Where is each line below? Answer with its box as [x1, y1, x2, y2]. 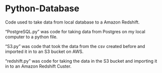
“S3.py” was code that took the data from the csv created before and [5, 43, 145, 49]
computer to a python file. [5, 34, 58, 40]
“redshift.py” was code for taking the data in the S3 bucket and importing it [5, 58, 158, 64]
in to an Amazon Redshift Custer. [5, 63, 72, 69]
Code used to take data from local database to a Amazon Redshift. [5, 19, 140, 25]
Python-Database [5, 3, 80, 14]
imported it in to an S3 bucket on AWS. [5, 49, 84, 54]
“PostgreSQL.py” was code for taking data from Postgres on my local [5, 28, 145, 34]
